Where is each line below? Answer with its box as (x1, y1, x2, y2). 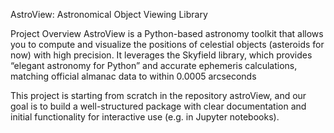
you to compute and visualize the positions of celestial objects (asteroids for (10, 39, 325, 50)
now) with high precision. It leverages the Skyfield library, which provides (10, 49, 313, 61)
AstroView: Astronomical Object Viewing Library (10, 9, 208, 20)
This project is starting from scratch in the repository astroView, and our (10, 90, 307, 101)
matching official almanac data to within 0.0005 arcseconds (10, 70, 257, 82)
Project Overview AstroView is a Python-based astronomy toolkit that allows (10, 28, 324, 39)
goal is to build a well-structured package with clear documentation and (10, 100, 307, 112)
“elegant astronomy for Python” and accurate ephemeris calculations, (10, 60, 298, 71)
